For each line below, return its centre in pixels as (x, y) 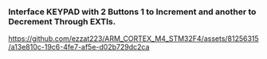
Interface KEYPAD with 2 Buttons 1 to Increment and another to (132, 12)
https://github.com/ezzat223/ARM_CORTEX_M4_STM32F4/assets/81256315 (133, 39)
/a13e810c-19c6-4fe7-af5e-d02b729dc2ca (79, 47)
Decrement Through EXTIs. (62, 21)
